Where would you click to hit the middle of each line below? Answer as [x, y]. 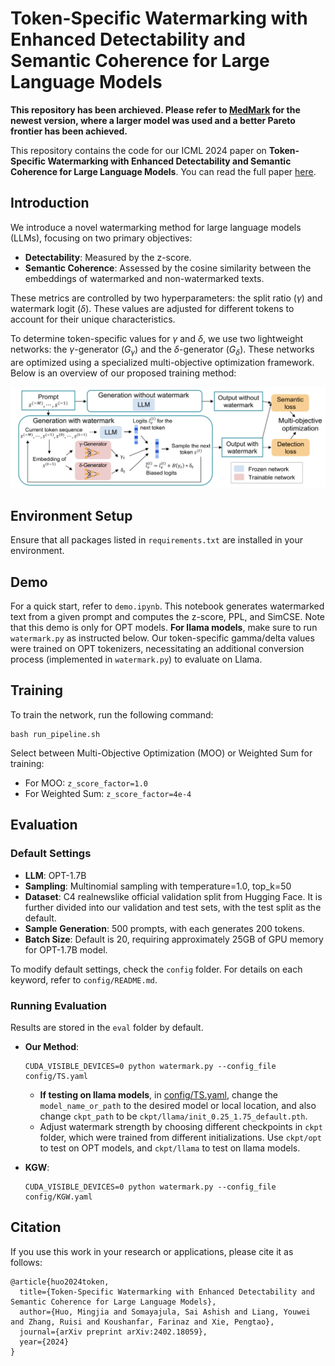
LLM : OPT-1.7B [55, 875]
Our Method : [52, 1046]
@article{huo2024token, [60, 1282]
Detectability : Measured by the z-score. [108, 257]
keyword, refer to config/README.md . [84, 979]
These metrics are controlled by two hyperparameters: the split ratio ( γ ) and [166, 298]
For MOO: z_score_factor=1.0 [86, 783]
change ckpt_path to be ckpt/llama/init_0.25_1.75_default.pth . [173, 1116]
